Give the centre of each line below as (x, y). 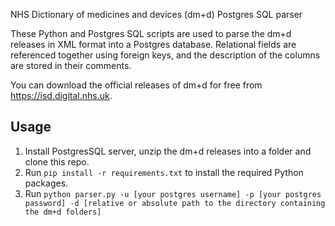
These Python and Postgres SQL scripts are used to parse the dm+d (151, 33)
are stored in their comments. (71, 65)
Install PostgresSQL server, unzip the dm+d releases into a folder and (168, 151)
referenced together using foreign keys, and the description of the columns (165, 55)
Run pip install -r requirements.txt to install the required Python (164, 172)
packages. (46, 183)
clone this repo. (57, 161)
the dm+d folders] (63, 212)
